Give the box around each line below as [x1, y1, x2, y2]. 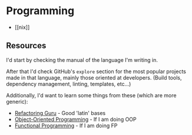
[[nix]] [14, 24, 30, 31]
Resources [6, 41, 47, 51]
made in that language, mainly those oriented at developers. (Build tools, [6, 74, 182, 81]
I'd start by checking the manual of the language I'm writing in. [6, 56, 158, 63]
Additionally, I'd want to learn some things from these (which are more [6, 91, 177, 98]
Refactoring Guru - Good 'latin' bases [14, 109, 106, 116]
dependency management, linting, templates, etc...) [6, 80, 131, 87]
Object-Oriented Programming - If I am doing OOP [14, 116, 137, 123]
